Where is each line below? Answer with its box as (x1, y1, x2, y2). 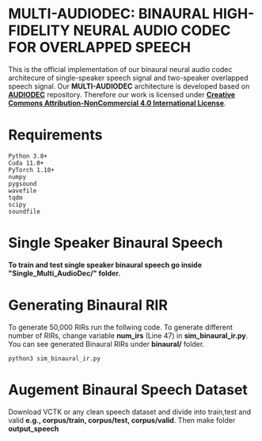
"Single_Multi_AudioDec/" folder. (8, 268, 121, 278)
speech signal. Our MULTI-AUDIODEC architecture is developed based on (8, 81, 250, 91)
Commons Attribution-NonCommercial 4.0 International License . (8, 98, 226, 108)
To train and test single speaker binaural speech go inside (8, 260, 203, 269)
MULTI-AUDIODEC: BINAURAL (8, 5, 210, 23)
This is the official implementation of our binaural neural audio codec (8, 64, 233, 74)
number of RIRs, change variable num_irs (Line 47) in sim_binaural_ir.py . (8, 330, 249, 340)
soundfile (8, 207, 41, 215)
